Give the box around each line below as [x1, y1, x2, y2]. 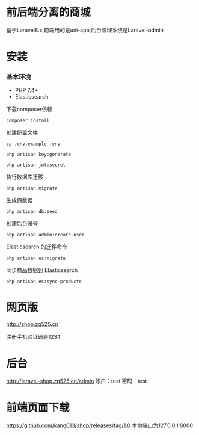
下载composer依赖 [6, 106, 53, 113]
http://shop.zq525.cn [6, 321, 58, 328]
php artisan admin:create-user [6, 232, 85, 238]
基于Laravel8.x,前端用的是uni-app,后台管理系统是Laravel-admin [6, 26, 164, 34]
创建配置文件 [6, 129, 38, 136]
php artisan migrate [6, 185, 58, 191]
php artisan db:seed [6, 209, 58, 215]
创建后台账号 [6, 220, 38, 227]
